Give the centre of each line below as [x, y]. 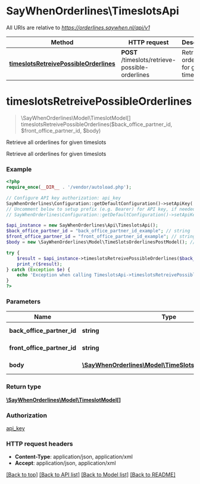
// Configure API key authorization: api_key [63, 198]
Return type [24, 387]
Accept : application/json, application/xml [65, 463]
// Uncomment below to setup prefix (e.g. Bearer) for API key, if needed [101, 209]
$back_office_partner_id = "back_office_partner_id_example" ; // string [98, 231]
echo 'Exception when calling [54, 275]
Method [62, 42]
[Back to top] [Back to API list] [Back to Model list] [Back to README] [91, 475]
